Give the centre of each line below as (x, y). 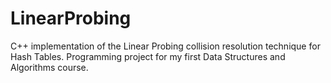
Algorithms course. (49, 67)
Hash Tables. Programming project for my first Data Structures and (148, 56)
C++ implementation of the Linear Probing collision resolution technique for (165, 46)
